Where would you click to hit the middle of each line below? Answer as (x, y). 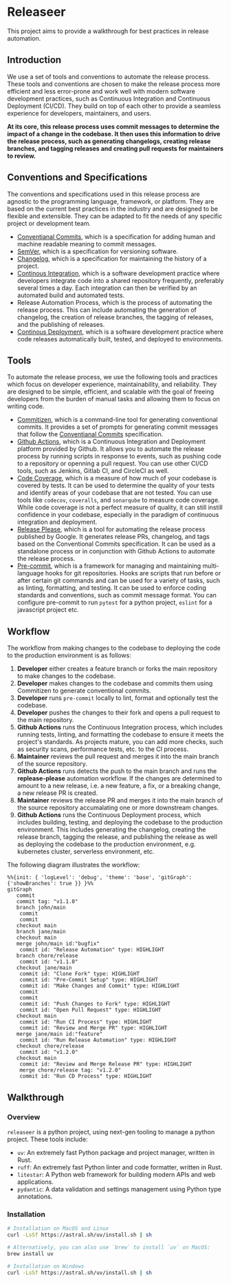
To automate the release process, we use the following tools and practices (112, 377)
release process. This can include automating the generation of (107, 310)
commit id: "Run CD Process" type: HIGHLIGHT (86, 1077)
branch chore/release (47, 956)
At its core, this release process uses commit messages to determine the (113, 126)
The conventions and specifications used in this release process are (104, 194)
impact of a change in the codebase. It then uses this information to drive (114, 134)
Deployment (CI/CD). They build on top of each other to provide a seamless (114, 106)
